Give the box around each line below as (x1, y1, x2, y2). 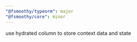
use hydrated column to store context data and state (5, 29, 132, 36)
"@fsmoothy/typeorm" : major (5, 8, 74, 14)
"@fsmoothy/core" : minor (5, 14, 66, 20)
